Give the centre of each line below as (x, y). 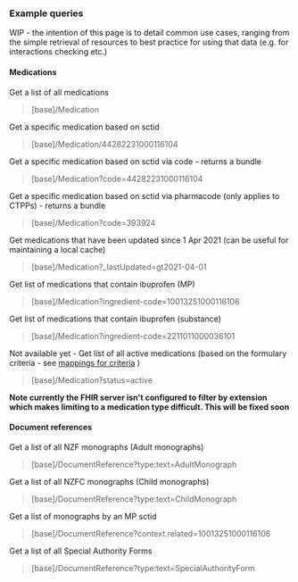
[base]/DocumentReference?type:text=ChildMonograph (134, 499)
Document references (51, 428)
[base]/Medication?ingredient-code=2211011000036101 (133, 336)
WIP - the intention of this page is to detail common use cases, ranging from (149, 33)
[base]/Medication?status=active (92, 380)
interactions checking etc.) (58, 52)
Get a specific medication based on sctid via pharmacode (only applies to (145, 195)
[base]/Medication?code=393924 (93, 222)
